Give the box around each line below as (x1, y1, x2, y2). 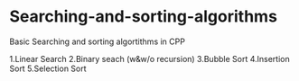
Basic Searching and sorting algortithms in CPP (9, 36, 185, 47)
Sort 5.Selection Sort (9, 63, 88, 74)
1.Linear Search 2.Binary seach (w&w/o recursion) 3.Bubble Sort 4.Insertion (9, 53, 291, 64)
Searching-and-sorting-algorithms (9, 6, 278, 27)
